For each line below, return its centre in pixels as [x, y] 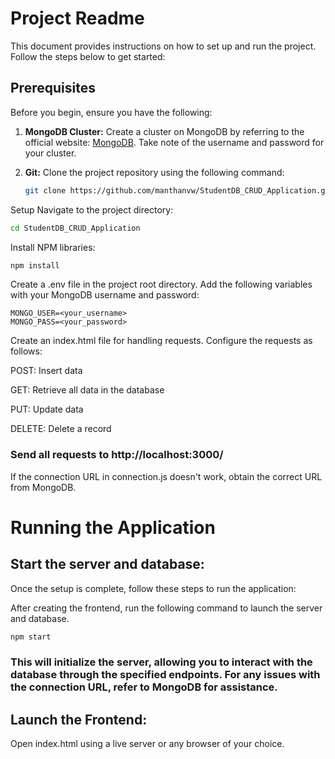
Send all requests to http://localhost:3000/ [117, 455]
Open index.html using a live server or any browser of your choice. [147, 744]
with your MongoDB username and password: [105, 295]
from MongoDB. [43, 487]
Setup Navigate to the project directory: [92, 209]
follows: [26, 351]
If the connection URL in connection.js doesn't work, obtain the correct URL [166, 476]
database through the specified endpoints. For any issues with [165, 675]
